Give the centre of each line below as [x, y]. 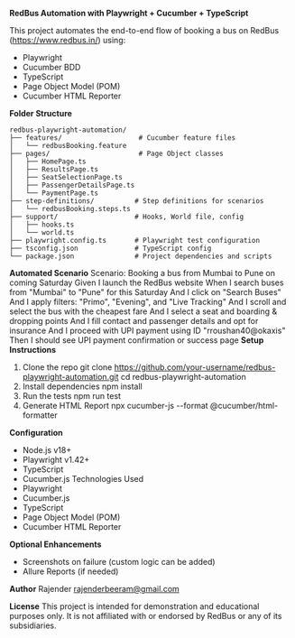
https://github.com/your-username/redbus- [195, 367]
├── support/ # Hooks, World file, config [127, 217]
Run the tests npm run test [72, 396]
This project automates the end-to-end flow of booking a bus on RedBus [144, 30]
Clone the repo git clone [67, 367]
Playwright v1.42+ [56, 460]
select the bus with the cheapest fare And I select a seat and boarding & [143, 311]
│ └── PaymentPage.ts [54, 193]
